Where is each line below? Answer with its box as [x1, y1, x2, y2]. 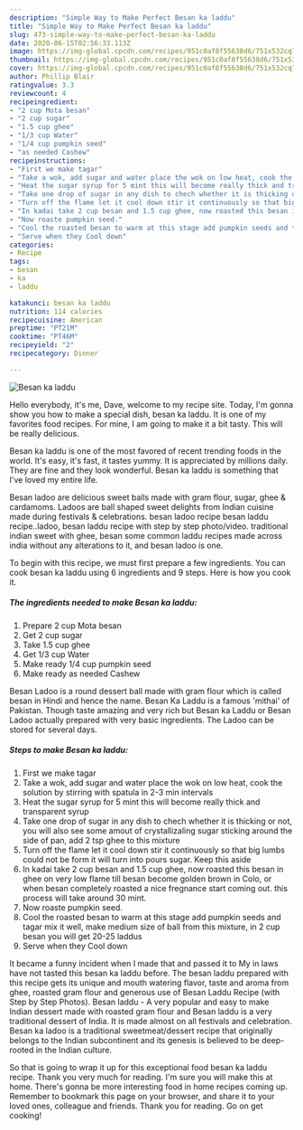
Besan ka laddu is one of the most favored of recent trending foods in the [9, 445, 282, 457]
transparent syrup [22, 805, 90, 816]
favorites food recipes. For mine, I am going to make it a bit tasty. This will [9, 418, 283, 429]
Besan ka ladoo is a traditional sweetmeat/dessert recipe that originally [9, 1025, 273, 1036]
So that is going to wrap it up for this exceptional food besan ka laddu [9, 1061, 268, 1072]
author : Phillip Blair [9, 72, 95, 81]
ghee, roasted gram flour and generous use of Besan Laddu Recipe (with [9, 986, 280, 997]
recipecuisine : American [9, 315, 103, 325]
